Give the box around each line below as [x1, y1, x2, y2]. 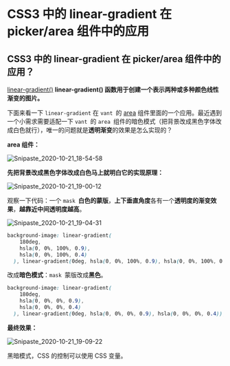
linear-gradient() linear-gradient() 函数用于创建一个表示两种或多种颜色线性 [7, 85, 220, 94]
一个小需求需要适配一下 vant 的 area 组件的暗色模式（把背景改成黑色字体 [7, 118, 216, 125]
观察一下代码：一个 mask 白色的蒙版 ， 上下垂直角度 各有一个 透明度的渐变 [7, 197, 211, 204]
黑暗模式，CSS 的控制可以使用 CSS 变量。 [7, 352, 127, 360]
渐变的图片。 [7, 94, 43, 102]
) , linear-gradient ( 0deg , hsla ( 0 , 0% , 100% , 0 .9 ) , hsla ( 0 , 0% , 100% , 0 [13, 257, 223, 265]
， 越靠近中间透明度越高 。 [13, 205, 86, 213]
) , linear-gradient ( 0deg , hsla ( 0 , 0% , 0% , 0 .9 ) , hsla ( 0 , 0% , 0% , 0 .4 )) [13, 310, 223, 317]
